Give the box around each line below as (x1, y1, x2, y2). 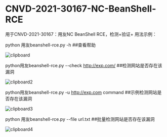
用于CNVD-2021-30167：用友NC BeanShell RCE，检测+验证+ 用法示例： (5, 31, 157, 37)
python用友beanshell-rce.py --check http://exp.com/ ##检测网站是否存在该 (5, 62, 162, 68)
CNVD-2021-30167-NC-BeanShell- (5, 3, 156, 15)
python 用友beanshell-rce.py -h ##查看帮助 (5, 41, 96, 48)
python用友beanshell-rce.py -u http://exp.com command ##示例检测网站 (5, 89, 158, 95)
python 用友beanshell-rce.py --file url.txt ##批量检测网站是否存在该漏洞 (5, 116, 155, 122)
